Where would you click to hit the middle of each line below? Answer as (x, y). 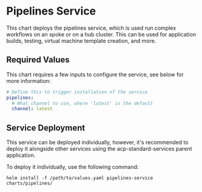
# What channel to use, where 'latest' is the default (82, 103)
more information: (29, 81)
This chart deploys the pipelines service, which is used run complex (91, 28)
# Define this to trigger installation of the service (77, 92)
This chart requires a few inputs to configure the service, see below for (95, 74)
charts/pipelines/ (29, 184)
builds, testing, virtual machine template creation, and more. (81, 41)
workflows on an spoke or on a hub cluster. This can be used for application (101, 34)
